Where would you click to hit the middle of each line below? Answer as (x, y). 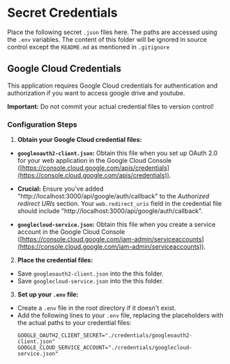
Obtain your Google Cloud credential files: (79, 140)
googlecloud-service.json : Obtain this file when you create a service (116, 225)
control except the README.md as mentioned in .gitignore (89, 47)
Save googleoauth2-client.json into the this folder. (90, 274)
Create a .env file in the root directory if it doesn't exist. (97, 308)
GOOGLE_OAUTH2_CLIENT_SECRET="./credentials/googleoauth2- (105, 335)
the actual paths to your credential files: (74, 323)
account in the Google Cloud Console (71, 232)
